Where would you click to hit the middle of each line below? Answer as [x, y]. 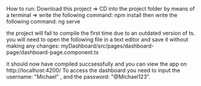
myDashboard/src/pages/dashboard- [107, 46]
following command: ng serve [43, 21]
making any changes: [33, 46]
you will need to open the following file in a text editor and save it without [97, 39]
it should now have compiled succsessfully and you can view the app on [97, 64]
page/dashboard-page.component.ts [52, 52]
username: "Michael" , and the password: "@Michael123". [78, 77]
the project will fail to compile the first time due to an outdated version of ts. [101, 33]
